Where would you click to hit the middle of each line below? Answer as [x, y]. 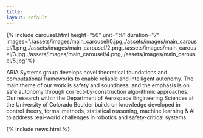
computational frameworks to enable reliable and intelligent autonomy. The [100, 79]
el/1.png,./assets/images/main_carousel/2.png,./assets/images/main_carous [101, 48]
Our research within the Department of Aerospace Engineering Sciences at [100, 98]
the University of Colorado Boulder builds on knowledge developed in [94, 104]
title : [15, 12]
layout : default [27, 18]
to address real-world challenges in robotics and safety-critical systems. [97, 117]
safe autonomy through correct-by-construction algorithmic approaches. [98, 91]
